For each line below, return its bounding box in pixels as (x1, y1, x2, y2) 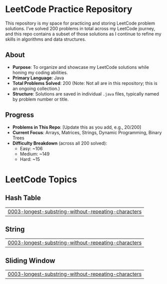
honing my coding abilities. (12, 69, 68, 75)
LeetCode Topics (5, 173, 77, 185)
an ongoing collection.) (12, 85, 60, 91)
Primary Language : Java (12, 74, 64, 81)
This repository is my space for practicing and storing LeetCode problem (5, 20, 155, 26)
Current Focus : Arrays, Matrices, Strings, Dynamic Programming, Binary (12, 129, 162, 135)
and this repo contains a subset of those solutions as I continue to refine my (5, 31, 161, 37)
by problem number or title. (12, 96, 69, 102)
